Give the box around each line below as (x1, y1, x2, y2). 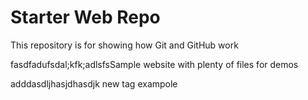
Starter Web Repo (10, 6, 161, 29)
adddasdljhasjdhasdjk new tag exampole (10, 77, 178, 90)
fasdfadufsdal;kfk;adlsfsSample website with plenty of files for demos (10, 58, 299, 70)
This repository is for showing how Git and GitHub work (10, 39, 239, 51)
